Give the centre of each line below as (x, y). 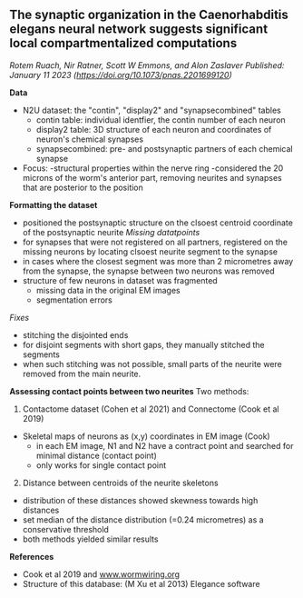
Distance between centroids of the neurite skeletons (121, 483)
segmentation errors (74, 300)
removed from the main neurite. (82, 374)
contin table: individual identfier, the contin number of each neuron (161, 120)
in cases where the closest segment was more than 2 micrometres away (158, 261)
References (32, 556)
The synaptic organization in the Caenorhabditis (149, 15)
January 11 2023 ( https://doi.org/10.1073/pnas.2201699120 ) (121, 75)
